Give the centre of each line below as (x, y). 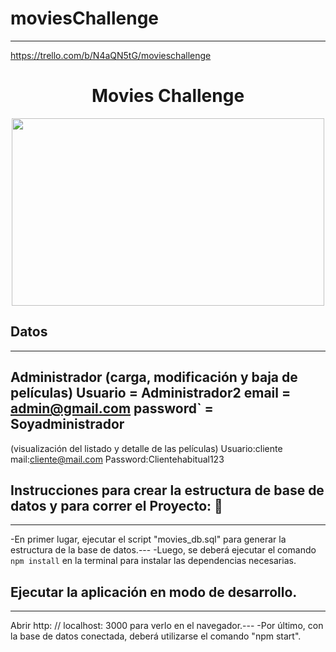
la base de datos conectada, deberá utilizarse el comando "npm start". (156, 636)
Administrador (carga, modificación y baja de (154, 377)
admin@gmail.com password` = (112, 408)
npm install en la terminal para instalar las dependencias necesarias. (153, 561)
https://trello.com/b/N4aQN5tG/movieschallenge (111, 55)
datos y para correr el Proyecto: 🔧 (116, 505)
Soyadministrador (67, 424)
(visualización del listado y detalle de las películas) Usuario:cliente (146, 448)
